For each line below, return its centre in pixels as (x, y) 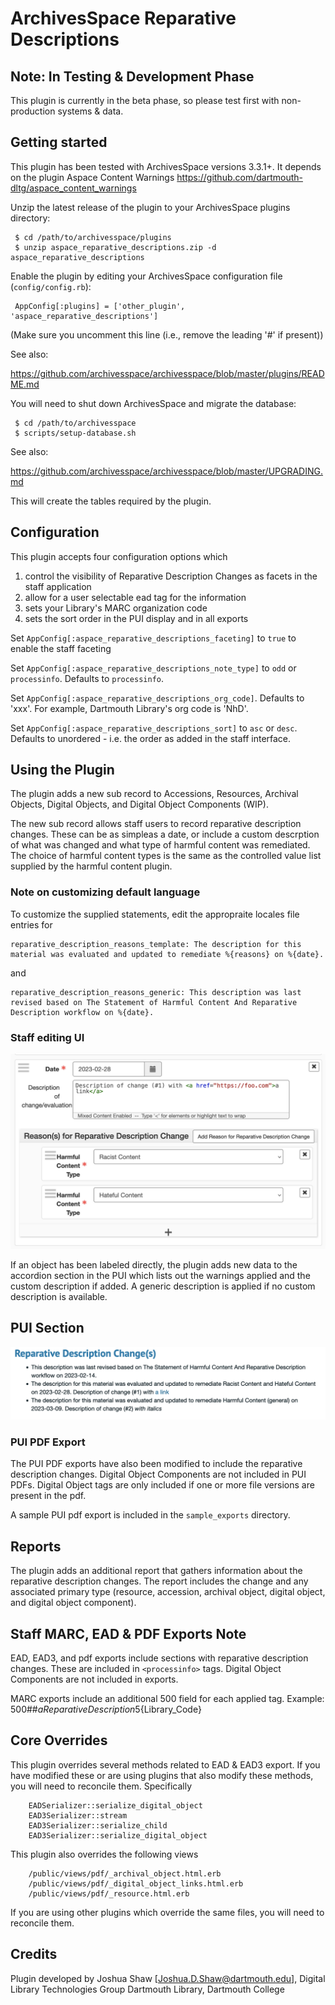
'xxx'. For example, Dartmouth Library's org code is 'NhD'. (129, 708)
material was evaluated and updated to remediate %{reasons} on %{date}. (167, 954)
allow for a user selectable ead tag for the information (135, 597)
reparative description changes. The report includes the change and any (159, 1581)
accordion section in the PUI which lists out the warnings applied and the (160, 1276)
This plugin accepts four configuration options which (119, 556)
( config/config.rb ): (51, 286)
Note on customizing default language (105, 892)
